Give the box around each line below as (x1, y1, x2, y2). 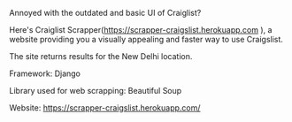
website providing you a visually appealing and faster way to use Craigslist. (9, 34, 283, 44)
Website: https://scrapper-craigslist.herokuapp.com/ (9, 103, 201, 113)
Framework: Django (9, 68, 81, 79)
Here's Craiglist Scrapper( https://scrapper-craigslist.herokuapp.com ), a (9, 25, 273, 34)
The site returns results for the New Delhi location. (9, 51, 193, 61)
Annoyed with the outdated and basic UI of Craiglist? (9, 8, 202, 18)
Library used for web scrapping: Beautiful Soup (9, 86, 182, 95)
